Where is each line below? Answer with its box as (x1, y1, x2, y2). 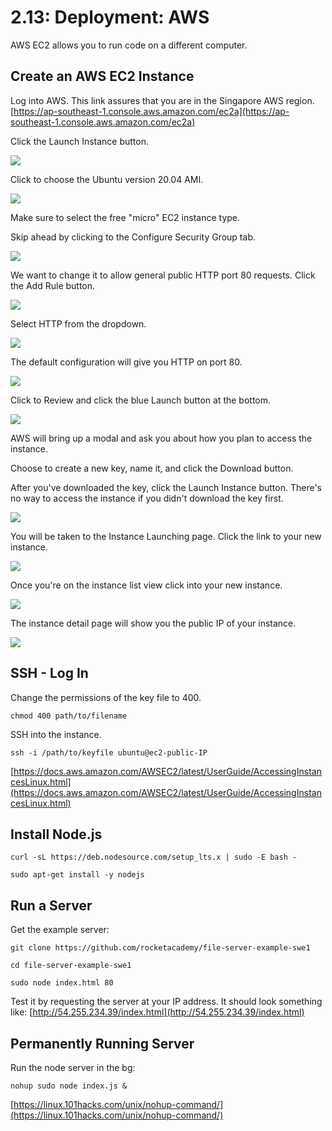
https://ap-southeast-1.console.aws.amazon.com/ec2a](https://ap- (13, 105, 290, 117)
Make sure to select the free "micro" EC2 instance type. (10, 211, 241, 223)
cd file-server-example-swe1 (10, 961, 132, 971)
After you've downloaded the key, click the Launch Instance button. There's (10, 481, 323, 493)
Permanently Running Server (10, 1035, 195, 1052)
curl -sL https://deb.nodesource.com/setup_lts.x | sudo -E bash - (10, 852, 298, 863)
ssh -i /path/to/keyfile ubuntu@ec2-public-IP (10, 747, 208, 758)
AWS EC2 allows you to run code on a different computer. (10, 39, 248, 51)
